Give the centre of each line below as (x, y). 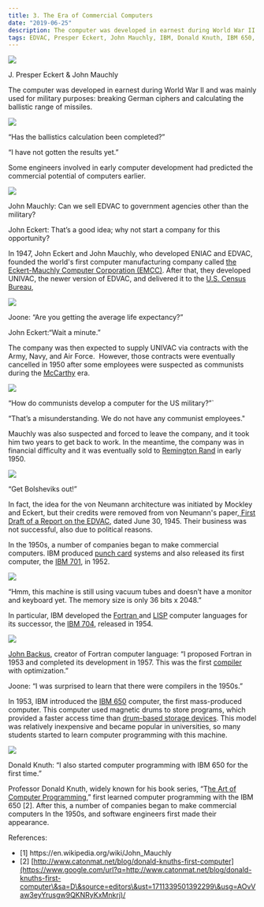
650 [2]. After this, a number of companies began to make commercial (123, 806)
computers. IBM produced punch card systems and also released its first (126, 553)
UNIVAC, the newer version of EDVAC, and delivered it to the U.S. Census (127, 279)
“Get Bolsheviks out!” (43, 489)
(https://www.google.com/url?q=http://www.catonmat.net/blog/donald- (136, 870)
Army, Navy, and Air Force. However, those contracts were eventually (122, 356)
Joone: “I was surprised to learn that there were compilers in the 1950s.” (125, 686)
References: (28, 837)
